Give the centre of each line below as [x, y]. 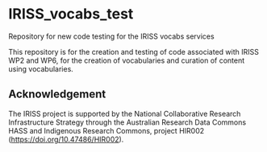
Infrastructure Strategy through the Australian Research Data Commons [127, 122]
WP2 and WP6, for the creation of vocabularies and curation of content [127, 60]
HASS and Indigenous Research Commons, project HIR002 [106, 130]
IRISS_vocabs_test [71, 14]
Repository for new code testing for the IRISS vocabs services [112, 36]
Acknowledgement [57, 94]
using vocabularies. [41, 68]
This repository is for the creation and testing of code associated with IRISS [134, 51]
